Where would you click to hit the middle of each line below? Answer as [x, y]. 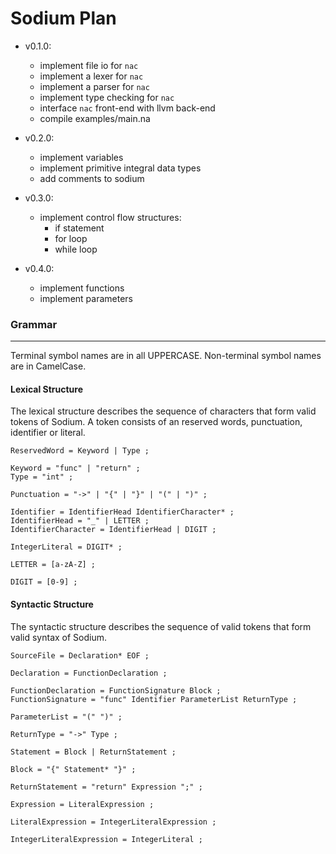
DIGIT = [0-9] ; [44, 582]
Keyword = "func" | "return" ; [75, 468]
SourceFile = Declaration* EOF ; [80, 655]
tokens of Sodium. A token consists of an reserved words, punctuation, [156, 422]
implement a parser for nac [94, 86]
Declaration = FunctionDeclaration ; [89, 673]
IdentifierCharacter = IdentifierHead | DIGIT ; [113, 530]
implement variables [81, 157]
